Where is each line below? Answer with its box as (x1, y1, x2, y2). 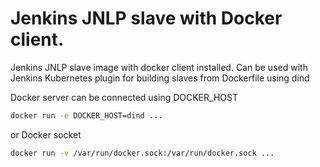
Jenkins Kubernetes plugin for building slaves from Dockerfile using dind (10, 72, 310, 84)
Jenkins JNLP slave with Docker (10, 7, 283, 30)
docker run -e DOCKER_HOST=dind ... (10, 110, 163, 121)
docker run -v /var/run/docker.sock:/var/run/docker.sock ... (10, 148, 275, 158)
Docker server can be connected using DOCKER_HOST (10, 91, 238, 103)
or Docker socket (10, 128, 82, 141)
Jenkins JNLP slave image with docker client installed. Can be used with (10, 61, 308, 73)
